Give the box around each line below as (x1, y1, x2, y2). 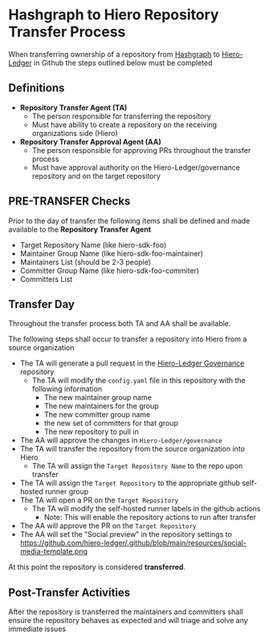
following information (31, 384, 103, 394)
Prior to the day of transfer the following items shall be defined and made (8, 216, 251, 225)
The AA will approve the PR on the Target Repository (19, 521, 197, 531)
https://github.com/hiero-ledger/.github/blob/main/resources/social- (19, 538, 247, 548)
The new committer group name (43, 410, 151, 419)
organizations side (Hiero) (31, 128, 118, 138)
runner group (44, 487, 89, 497)
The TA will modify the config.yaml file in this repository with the (31, 376, 247, 386)
